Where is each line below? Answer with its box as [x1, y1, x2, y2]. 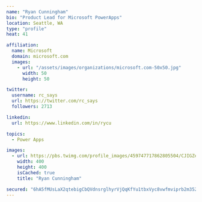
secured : [6, 186, 28, 192]
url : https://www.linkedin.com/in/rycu [11, 120, 112, 126]
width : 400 [17, 159, 44, 165]
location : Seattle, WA [6, 20, 63, 26]
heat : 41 [6, 31, 28, 37]
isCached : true [17, 169, 55, 175]
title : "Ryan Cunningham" [17, 175, 82, 181]
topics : [6, 131, 26, 137]
